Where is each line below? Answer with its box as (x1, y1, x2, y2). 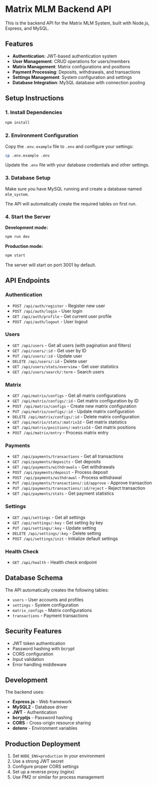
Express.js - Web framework (12, 699, 72, 705)
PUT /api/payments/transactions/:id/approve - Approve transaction (12, 480, 153, 486)
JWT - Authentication (12, 709, 57, 715)
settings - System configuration (12, 602, 79, 608)
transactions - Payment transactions (12, 612, 88, 618)
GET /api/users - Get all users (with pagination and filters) (12, 342, 132, 348)
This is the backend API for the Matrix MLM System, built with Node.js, (5, 20, 150, 26)
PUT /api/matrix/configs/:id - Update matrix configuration (12, 408, 135, 414)
